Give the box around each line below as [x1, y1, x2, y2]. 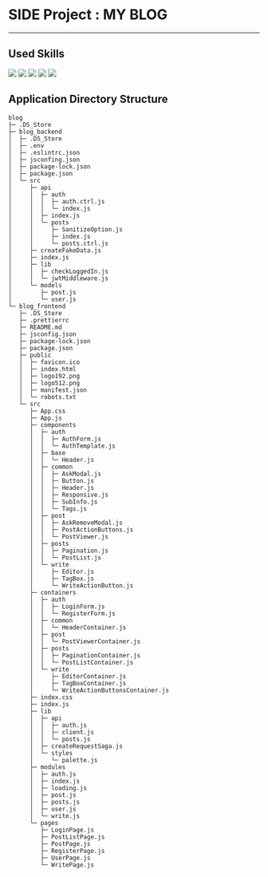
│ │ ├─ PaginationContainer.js [29, 651, 141, 659]
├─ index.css [29, 693, 73, 701]
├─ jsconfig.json [18, 330, 77, 338]
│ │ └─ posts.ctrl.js [8, 239, 109, 247]
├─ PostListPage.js [40, 832, 105, 841]
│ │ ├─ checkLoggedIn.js [8, 267, 109, 275]
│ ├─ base [29, 448, 66, 456]
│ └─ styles [29, 749, 73, 757]
